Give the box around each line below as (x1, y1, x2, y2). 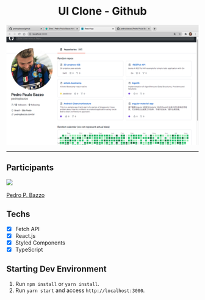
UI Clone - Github (57, 4, 148, 18)
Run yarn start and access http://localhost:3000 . (15, 287, 145, 294)
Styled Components (15, 239, 66, 246)
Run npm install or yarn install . (15, 280, 99, 287)
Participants (6, 163, 54, 173)
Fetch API (15, 225, 40, 232)
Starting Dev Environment (6, 264, 107, 274)
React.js (15, 232, 36, 239)
